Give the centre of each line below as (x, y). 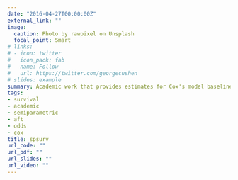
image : (17, 27)
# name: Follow (33, 67)
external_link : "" (34, 21)
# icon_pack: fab (36, 60)
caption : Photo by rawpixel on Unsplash (74, 34)
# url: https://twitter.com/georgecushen (73, 73)
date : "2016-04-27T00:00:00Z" (52, 14)
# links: (20, 47)
